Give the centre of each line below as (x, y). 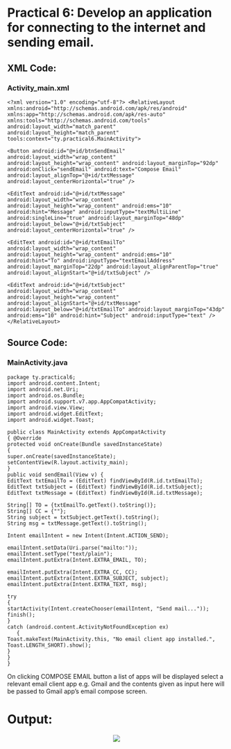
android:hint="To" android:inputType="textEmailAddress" (91, 260)
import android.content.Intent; (54, 383)
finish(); (22, 615)
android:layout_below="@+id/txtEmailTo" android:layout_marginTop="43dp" (116, 309)
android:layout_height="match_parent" (63, 133)
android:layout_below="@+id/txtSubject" (67, 224)
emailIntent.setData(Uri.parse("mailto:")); (72, 548)
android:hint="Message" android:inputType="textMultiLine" (94, 212)
